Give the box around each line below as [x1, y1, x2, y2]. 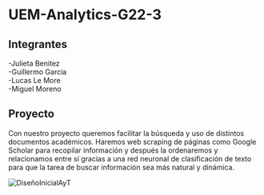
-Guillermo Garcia [8, 67, 67, 77]
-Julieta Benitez [8, 58, 60, 68]
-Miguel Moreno [8, 84, 62, 94]
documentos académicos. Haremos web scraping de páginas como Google [8, 137, 257, 146]
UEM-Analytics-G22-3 [8, 6, 162, 24]
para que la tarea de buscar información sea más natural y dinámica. [8, 162, 234, 172]
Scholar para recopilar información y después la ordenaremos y [8, 145, 218, 155]
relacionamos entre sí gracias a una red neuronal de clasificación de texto [8, 153, 252, 163]
